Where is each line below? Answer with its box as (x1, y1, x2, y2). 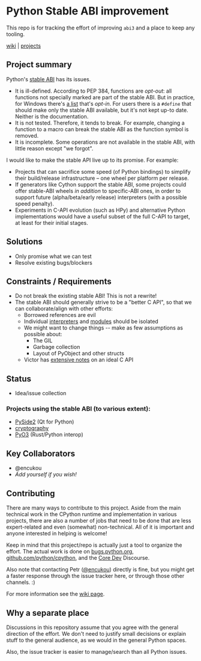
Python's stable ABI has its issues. (6, 75, 91, 82)
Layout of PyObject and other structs (32, 350, 125, 357)
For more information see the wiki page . (6, 591, 105, 598)
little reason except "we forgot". (14, 144, 94, 152)
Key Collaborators (6, 448, 76, 458)
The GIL (32, 337, 53, 344)
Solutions (6, 236, 43, 247)
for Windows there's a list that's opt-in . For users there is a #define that (14, 100, 192, 107)
